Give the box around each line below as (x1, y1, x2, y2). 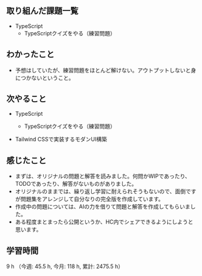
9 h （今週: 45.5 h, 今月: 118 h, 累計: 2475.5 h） (6, 263, 124, 270)
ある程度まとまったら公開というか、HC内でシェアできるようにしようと (15, 218, 193, 225)
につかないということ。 (15, 74, 74, 81)
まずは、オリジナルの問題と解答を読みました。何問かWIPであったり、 (15, 172, 190, 180)
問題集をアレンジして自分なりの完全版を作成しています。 (20, 196, 164, 203)
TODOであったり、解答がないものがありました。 (15, 180, 138, 188)
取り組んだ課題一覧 (6, 5, 78, 16)
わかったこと (6, 49, 55, 60)
